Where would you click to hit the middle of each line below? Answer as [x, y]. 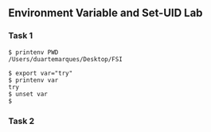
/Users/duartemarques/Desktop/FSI [66, 59]
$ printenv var [33, 80]
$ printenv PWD [33, 52]
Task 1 [21, 36]
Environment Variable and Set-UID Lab [105, 13]
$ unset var [28, 94]
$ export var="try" [41, 73]
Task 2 [21, 121]
